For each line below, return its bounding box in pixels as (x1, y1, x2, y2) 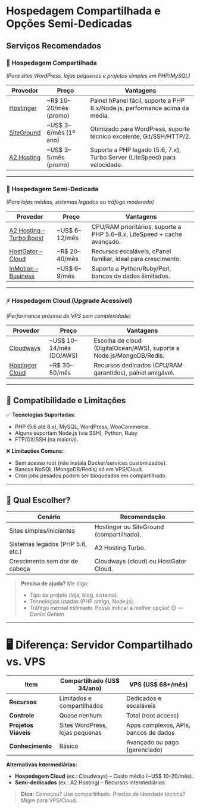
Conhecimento (9, 742, 52, 750)
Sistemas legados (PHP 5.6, (9, 540, 87, 548)
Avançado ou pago (126, 738, 179, 747)
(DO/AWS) (49, 351, 79, 360)
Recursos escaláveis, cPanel (91, 247, 171, 256)
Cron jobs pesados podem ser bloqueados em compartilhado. (14, 472, 167, 479)
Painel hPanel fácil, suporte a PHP (90, 96, 185, 105)
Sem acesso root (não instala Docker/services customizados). (14, 459, 167, 467)
